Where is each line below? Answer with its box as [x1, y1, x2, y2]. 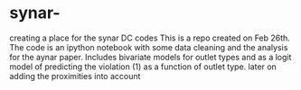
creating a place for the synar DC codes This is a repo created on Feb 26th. [9, 32, 291, 43]
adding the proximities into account [9, 70, 141, 81]
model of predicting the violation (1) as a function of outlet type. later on [9, 61, 277, 72]
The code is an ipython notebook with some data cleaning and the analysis [9, 41, 288, 52]
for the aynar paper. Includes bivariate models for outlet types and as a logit [9, 51, 292, 62]
